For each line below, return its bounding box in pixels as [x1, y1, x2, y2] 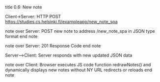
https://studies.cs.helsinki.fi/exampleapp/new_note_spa [5, 19, 118, 24]
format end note [5, 34, 38, 39]
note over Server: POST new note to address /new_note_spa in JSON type [5, 28, 156, 34]
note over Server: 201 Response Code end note [5, 43, 101, 48]
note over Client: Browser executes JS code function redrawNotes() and [5, 62, 151, 67]
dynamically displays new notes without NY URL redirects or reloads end [5, 67, 153, 73]
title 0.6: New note [5, 4, 42, 10]
